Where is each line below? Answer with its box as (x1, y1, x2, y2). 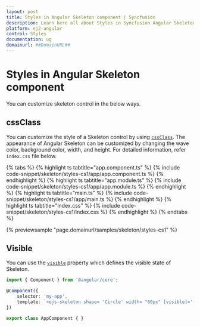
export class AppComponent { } (6, 315, 84, 321)
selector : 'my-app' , (17, 294, 68, 300)
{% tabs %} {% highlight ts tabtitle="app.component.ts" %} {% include (6, 163, 180, 171)
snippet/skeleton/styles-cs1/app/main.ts (6, 195, 105, 203)
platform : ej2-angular (6, 25, 62, 32)
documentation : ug (6, 36, 52, 42)
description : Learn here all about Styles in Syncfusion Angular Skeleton (6, 20, 196, 26)
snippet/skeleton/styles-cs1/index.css (6, 208, 99, 215)
